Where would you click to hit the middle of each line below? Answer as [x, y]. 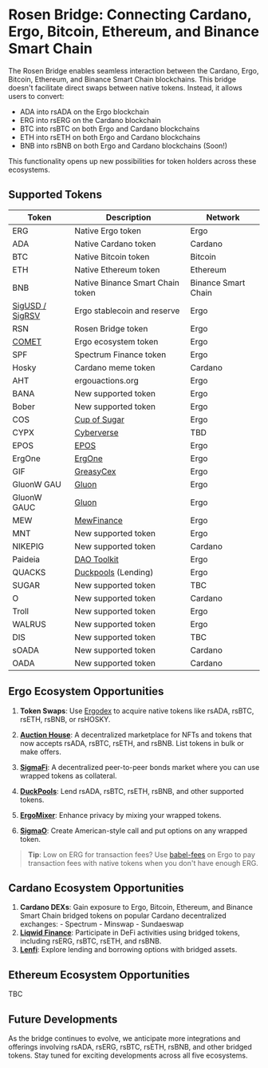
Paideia [26, 559]
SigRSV [26, 316]
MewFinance [99, 520]
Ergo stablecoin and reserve [127, 311]
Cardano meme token [115, 367]
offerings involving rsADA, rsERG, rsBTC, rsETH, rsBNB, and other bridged [130, 1047]
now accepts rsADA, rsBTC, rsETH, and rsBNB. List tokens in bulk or [132, 743]
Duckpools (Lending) [114, 572]
